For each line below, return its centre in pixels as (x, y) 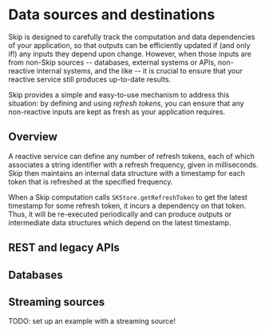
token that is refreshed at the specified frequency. (91, 181)
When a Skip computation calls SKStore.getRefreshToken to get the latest (128, 197)
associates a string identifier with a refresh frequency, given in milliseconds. (133, 165)
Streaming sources (57, 302)
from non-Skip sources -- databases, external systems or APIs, (113, 62)
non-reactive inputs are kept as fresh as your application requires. (117, 111)
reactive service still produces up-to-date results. (90, 79)
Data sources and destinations (112, 15)
